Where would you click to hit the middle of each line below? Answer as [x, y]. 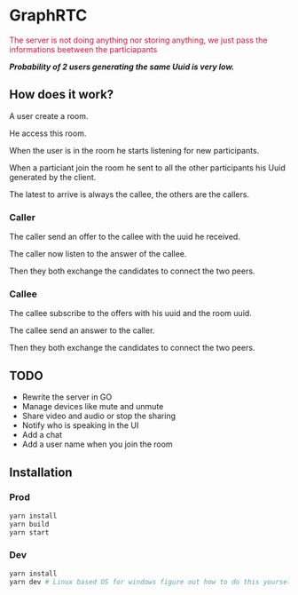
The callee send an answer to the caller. [82, 330]
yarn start [29, 532]
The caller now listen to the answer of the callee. [98, 254]
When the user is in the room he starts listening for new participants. [134, 150]
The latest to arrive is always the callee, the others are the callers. [129, 194]
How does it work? [62, 95]
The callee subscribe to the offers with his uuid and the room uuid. [131, 313]
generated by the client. [53, 177]
